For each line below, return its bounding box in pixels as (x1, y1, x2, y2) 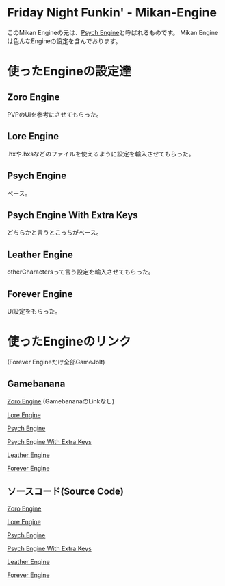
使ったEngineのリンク (7, 334, 131, 349)
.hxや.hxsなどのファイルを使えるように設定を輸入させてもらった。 (7, 150, 195, 158)
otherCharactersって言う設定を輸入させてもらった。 (7, 268, 155, 276)
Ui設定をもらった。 (7, 307, 62, 315)
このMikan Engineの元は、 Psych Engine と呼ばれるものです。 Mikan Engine (7, 28, 219, 36)
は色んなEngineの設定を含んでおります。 (7, 36, 122, 45)
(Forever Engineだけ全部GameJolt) (7, 358, 105, 366)
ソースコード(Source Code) (7, 486, 124, 497)
